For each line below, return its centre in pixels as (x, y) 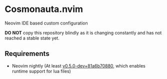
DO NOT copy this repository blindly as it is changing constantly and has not (83, 32)
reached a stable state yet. (32, 38)
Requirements (27, 54)
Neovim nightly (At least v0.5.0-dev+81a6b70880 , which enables (78, 65)
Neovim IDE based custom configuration (46, 23)
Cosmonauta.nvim (44, 9)
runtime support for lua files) (41, 71)
